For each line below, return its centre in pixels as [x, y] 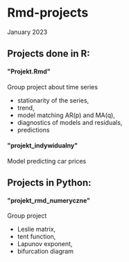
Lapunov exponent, [45, 244]
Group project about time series [53, 87]
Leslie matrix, [36, 229]
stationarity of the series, [53, 100]
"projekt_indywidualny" [43, 146]
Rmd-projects [48, 13]
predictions [33, 130]
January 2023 [27, 32]
